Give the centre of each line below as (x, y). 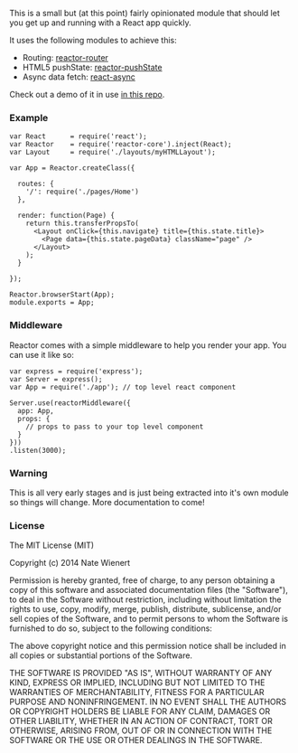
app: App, (36, 410)
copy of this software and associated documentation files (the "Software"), (149, 590)
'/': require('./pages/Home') (83, 192)
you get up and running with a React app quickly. (100, 23)
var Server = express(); (56, 379)
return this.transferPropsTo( (83, 224)
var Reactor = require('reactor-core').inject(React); (121, 145)
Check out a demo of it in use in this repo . (87, 94)
